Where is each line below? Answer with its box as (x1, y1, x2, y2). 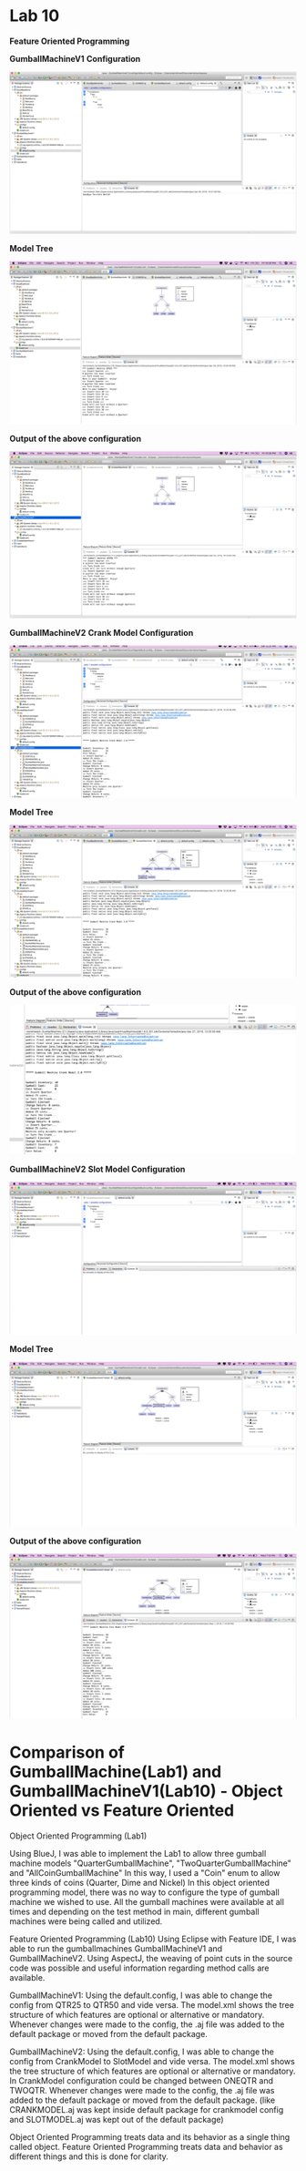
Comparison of (9, 1742, 125, 1763)
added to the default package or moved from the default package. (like (9, 2094, 276, 2105)
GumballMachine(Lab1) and (9, 1761, 222, 1782)
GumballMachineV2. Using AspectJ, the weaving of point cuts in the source (9, 1952, 293, 1963)
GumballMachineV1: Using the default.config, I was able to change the (9, 1990, 273, 2001)
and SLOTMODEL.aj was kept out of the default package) (9, 2114, 225, 2125)
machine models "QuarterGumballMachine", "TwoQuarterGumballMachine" (9, 1858, 291, 1869)
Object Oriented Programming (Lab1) (9, 1830, 148, 1841)
